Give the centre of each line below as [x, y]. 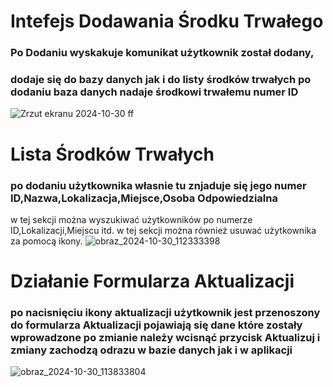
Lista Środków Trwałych [112, 154]
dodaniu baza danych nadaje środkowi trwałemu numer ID [154, 92]
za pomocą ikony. [46, 241]
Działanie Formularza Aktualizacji [152, 281]
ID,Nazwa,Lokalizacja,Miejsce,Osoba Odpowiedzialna [144, 198]
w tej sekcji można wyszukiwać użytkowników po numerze [131, 219]
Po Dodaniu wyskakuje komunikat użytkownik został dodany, [162, 53]
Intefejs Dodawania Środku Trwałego [167, 21]
